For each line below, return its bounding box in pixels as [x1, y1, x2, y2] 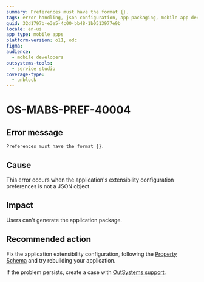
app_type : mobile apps [6, 32, 64, 38]
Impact [6, 200, 33, 211]
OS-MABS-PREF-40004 [6, 103, 131, 117]
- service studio [12, 65, 56, 72]
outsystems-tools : [6, 60, 53, 66]
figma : [6, 43, 23, 49]
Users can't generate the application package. [6, 216, 123, 224]
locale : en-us [6, 26, 42, 32]
